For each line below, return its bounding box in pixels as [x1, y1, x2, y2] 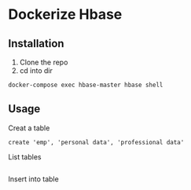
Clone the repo [19, 57, 68, 67]
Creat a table [8, 123, 50, 133]
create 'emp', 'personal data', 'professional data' [8, 138, 185, 146]
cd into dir [19, 66, 53, 75]
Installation [8, 37, 64, 50]
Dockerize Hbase [8, 5, 123, 24]
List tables [8, 152, 42, 162]
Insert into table [8, 174, 59, 184]
